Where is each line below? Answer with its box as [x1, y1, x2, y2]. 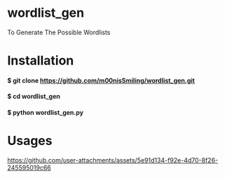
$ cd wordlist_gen [7, 93, 61, 101]
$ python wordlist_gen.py [7, 108, 84, 116]
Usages [7, 133, 53, 149]
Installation [7, 53, 74, 69]
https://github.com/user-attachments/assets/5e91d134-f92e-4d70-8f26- [7, 156, 219, 164]
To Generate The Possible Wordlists [7, 28, 111, 36]
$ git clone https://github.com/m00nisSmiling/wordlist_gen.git [7, 76, 195, 85]
